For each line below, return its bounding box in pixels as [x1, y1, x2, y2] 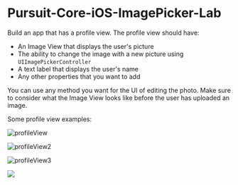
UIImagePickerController [17, 58, 92, 65]
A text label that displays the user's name [17, 65, 139, 73]
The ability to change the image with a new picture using [17, 50, 184, 58]
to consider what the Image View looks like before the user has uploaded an [7, 94, 230, 102]
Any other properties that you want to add [17, 72, 141, 81]
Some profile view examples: [7, 115, 92, 123]
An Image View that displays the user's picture [17, 42, 154, 50]
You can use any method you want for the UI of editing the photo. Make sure [7, 86, 231, 94]
